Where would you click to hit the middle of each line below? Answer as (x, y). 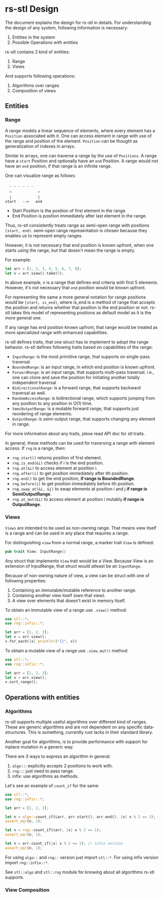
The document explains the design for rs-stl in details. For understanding (78, 22)
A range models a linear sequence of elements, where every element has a (80, 130)
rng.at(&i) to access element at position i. (55, 468)
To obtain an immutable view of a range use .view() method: (66, 610)
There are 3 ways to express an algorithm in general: (58, 756)
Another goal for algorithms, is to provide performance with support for (76, 742)
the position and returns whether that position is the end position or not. (77, 308)
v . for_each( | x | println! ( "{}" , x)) (41, 641)
